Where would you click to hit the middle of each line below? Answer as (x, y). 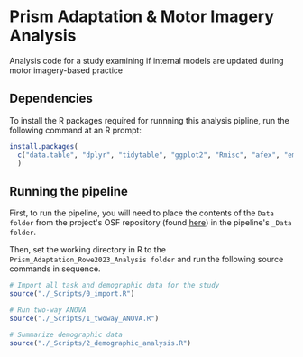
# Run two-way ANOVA (48, 310)
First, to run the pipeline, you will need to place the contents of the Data (142, 213)
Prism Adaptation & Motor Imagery (142, 17)
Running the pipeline (69, 191)
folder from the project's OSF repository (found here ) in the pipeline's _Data (151, 223)
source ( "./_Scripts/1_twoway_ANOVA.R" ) (84, 318)
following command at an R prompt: (76, 130)
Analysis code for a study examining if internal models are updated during (147, 60)
